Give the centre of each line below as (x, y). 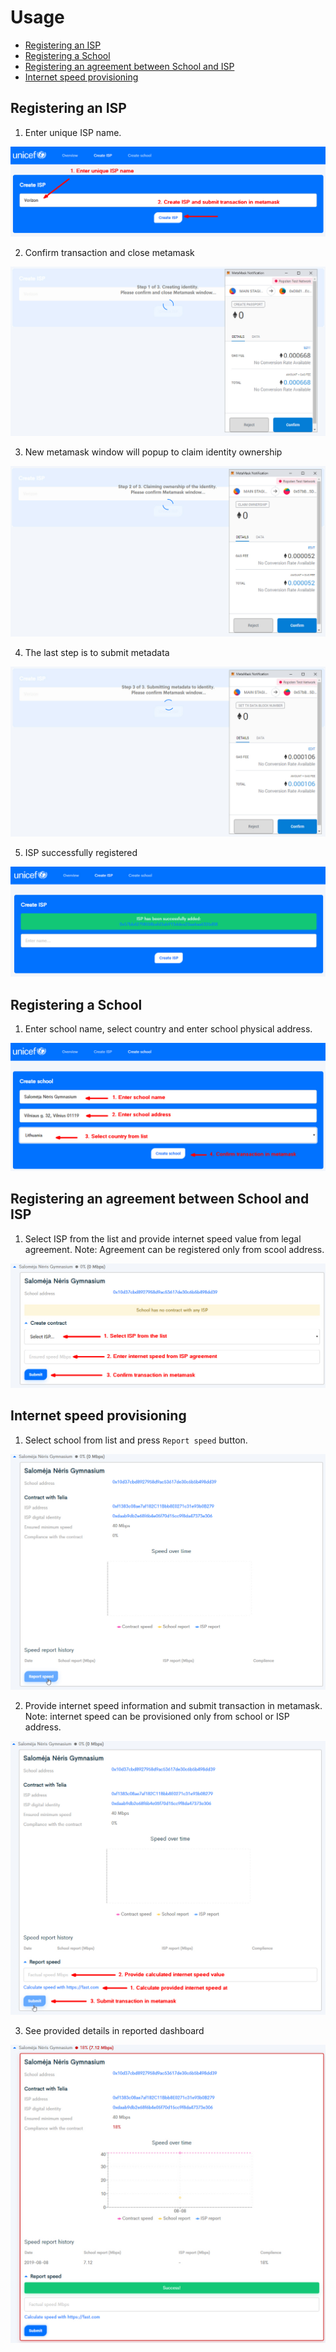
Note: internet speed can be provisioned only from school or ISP (157, 1717)
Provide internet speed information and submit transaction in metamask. (173, 1706)
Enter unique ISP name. (73, 132)
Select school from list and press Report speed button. (136, 1440)
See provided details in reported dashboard (114, 2030)
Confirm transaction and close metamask (109, 252)
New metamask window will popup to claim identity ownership (153, 452)
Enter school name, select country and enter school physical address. (168, 1029)
